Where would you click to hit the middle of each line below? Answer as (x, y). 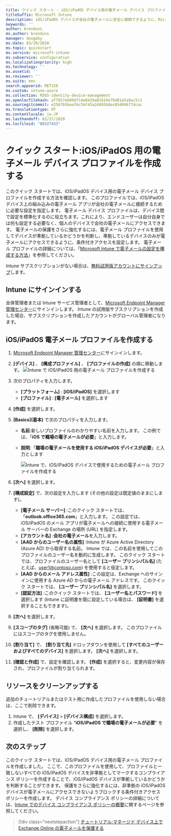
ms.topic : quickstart (29, 48)
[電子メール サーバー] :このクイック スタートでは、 (74, 510)
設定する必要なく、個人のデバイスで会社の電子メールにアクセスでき (90, 223)
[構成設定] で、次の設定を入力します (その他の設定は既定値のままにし (86, 493)
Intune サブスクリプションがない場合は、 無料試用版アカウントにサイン (80, 266)
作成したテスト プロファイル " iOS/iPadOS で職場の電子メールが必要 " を (88, 723)
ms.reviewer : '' (23, 76)
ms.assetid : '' (22, 72)
